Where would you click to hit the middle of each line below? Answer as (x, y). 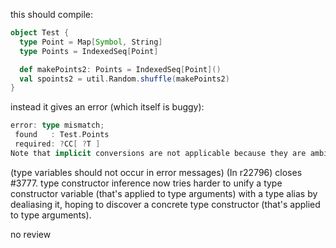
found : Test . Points (62, 135)
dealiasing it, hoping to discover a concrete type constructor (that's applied (165, 204)
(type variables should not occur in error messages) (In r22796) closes (156, 172)
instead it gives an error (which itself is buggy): (107, 107)
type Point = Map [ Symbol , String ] (91, 42)
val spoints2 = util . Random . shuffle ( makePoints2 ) (124, 79)
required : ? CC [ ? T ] (57, 144)
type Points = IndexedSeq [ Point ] (89, 51)
